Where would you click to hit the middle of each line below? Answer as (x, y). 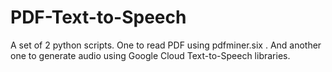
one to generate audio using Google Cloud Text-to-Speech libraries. (150, 55)
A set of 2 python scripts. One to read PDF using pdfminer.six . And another (166, 45)
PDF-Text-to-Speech (98, 17)
